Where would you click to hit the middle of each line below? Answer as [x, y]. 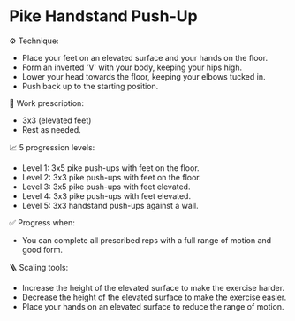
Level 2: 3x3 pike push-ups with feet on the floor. [111, 177]
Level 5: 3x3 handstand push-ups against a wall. [110, 205]
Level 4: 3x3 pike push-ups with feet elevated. [106, 195]
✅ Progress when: [42, 222]
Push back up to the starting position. [90, 86]
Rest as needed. [51, 129]
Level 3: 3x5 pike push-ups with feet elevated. [106, 187]
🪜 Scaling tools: [39, 267]
